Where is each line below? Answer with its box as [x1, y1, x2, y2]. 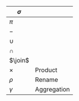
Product [35, 66, 58, 74]
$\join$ [9, 56, 30, 64]
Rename [35, 75, 59, 84]
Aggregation [35, 86, 70, 93]
